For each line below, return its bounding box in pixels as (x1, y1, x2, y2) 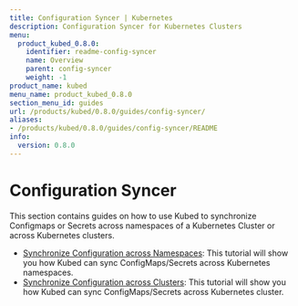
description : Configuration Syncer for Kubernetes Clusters (9, 22, 243, 31)
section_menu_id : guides (9, 98, 104, 108)
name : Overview (26, 56, 84, 65)
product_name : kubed (9, 81, 88, 90)
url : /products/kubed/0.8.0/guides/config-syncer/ (9, 107, 206, 116)
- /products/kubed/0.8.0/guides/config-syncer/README (9, 124, 219, 133)
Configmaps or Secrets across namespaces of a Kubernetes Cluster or (9, 220, 275, 231)
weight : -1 (26, 73, 67, 82)
